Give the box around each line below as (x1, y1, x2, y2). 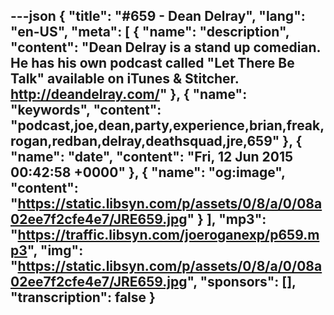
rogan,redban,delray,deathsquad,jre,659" (10, 133, 280, 150)
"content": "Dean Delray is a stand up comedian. (10, 39, 321, 56)
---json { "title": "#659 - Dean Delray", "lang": (10, 8, 306, 25)
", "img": (26, 242, 84, 259)
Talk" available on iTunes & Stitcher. (10, 70, 240, 88)
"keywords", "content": (10, 102, 162, 119)
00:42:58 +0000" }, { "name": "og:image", (10, 164, 286, 181)
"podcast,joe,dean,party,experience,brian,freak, (10, 117, 325, 134)
